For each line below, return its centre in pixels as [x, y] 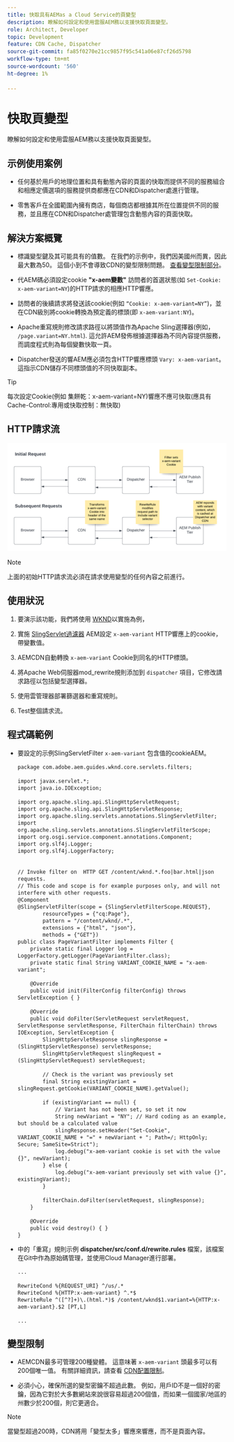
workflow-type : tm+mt [39, 59]
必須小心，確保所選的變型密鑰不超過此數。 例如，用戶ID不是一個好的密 [119, 1385]
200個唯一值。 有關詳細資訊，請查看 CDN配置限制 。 [93, 1371]
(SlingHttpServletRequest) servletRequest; [81, 1061]
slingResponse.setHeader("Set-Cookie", [112, 1130]
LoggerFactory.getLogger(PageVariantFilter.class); [94, 956]
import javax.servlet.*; [53, 781]
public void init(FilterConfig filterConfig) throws [108, 991]
